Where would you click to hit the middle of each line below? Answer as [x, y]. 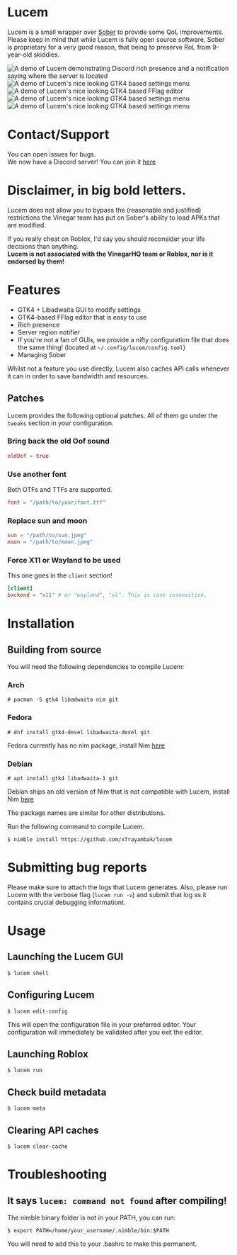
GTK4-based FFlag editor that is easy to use [82, 317]
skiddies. [47, 55]
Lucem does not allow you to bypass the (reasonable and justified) [104, 210]
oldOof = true [28, 456]
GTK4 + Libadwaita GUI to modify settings [79, 310]
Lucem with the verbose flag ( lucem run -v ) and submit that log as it [107, 894]
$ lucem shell [28, 973]
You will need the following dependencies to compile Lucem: [96, 666]
